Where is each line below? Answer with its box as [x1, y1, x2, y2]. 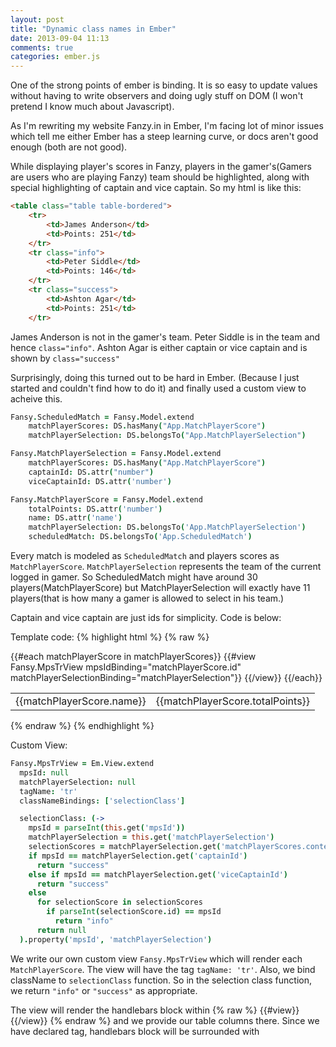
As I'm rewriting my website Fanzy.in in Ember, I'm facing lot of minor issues [10, 120, 324, 132]
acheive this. [10, 392, 63, 405]
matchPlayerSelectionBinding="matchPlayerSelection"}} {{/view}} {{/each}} [10, 672, 323, 683]
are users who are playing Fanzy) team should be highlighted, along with [10, 171, 310, 183]
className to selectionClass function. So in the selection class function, [10, 974, 313, 986]
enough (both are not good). [10, 141, 128, 153]
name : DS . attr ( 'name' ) [28, 513, 123, 523]
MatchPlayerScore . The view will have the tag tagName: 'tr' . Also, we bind [10, 963, 316, 975]
